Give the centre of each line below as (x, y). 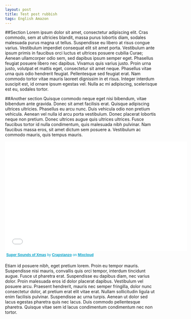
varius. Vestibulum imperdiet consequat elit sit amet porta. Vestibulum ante (80, 48)
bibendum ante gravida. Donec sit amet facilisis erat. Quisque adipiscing (77, 104)
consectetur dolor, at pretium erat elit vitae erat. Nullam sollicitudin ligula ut (80, 292)
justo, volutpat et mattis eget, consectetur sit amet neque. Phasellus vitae (78, 69)
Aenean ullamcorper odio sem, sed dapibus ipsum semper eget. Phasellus (79, 58)
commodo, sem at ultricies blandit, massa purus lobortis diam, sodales (76, 37)
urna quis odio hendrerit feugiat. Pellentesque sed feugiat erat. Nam (73, 74)
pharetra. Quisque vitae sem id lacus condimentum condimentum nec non (79, 307)
